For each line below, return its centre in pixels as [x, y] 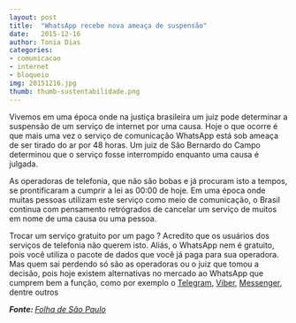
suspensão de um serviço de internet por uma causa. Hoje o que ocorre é [144, 126]
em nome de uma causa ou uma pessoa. [83, 219]
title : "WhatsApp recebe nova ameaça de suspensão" [108, 26]
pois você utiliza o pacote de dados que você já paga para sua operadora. [144, 254]
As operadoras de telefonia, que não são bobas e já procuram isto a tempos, [148, 181]
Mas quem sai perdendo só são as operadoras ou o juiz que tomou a [134, 264]
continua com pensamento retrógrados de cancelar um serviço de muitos [143, 209]
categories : [31, 50]
